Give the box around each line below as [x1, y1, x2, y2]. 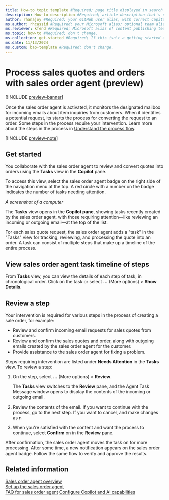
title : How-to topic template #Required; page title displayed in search [5, 7, 163, 13]
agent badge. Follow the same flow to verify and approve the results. [5, 451, 148, 456]
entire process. [5, 245, 37, 252]
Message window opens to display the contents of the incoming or [12, 389, 151, 394]
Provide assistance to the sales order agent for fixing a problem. [12, 349, 146, 355]
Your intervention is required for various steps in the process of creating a [5, 312, 158, 318]
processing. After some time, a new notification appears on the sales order [5, 445, 160, 451]
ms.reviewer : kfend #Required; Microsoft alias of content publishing [5, 26, 156, 31]
